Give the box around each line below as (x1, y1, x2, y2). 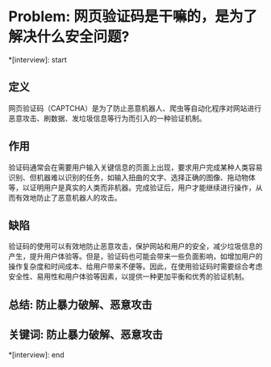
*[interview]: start (8, 54, 67, 65)
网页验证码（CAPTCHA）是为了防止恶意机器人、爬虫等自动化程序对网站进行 (8, 103, 262, 113)
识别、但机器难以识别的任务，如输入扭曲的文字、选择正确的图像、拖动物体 (8, 172, 256, 182)
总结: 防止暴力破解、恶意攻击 (8, 297, 152, 311)
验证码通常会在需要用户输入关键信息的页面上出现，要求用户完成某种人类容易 (8, 162, 263, 172)
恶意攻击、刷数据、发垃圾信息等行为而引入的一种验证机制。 (8, 113, 206, 123)
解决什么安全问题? (8, 27, 130, 46)
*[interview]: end (8, 349, 65, 360)
